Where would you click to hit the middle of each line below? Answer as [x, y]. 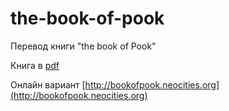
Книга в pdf [35, 65]
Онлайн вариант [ [48, 84]
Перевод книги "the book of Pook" [83, 46]
